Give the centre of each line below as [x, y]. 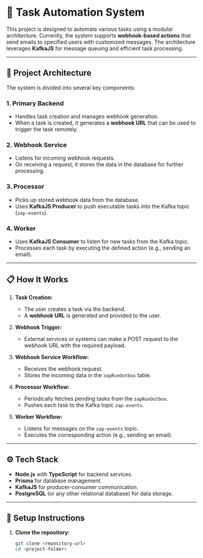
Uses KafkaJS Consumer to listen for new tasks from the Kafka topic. [102, 241]
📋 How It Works [37, 280]
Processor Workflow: [42, 387]
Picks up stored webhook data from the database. [77, 200]
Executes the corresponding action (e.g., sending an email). [98, 435]
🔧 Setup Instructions [46, 518]
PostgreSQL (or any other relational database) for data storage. [94, 493]
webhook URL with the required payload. [75, 345]
